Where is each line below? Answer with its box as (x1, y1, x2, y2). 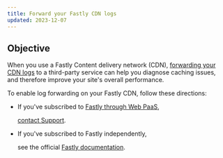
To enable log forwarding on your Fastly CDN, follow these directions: (7, 89, 207, 97)
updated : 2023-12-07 (7, 17, 68, 24)
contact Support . (17, 116, 66, 125)
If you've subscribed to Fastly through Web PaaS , (17, 102, 160, 111)
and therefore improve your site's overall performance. (7, 76, 164, 84)
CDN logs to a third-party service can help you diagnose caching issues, (7, 68, 216, 77)
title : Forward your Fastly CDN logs (7, 10, 117, 17)
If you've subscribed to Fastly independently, (17, 129, 148, 138)
